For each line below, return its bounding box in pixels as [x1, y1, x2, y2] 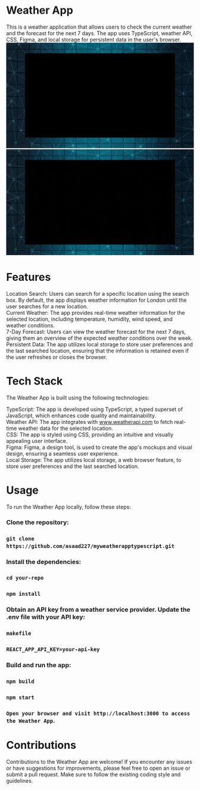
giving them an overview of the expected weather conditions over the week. [6, 334, 193, 342]
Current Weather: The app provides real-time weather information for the [6, 309, 186, 316]
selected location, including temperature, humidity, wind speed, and [6, 315, 173, 323]
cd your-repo [6, 575, 44, 581]
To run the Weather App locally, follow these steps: [6, 503, 132, 510]
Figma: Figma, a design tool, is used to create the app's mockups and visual [6, 444, 192, 451]
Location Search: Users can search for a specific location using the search [6, 290, 189, 297]
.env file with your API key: [6, 613, 85, 621]
